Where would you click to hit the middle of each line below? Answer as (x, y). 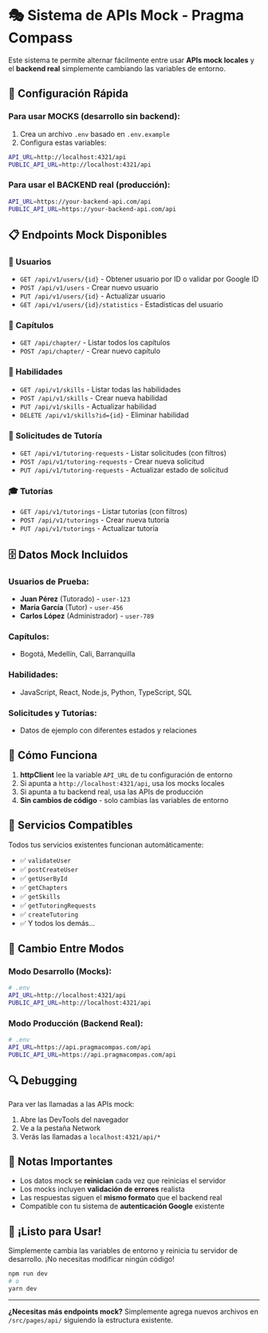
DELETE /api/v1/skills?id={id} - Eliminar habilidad (104, 415)
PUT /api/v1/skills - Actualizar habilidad (88, 406)
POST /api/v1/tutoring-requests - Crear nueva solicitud (112, 461)
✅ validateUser (45, 860)
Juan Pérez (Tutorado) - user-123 (75, 599)
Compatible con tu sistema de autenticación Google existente (122, 1206)
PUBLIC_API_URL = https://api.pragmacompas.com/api (93, 1055)
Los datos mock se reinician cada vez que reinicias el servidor (123, 1181)
